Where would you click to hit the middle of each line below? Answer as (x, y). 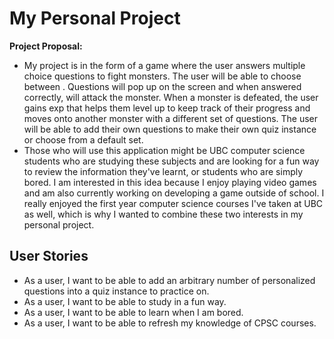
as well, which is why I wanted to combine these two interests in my (163, 214)
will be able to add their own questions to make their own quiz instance (170, 129)
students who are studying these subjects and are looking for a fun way (171, 161)
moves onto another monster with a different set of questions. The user (171, 118)
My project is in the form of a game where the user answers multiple (164, 65)
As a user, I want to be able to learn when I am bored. (133, 312)
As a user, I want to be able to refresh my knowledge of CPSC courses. (170, 323)
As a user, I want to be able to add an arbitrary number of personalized (169, 280)
